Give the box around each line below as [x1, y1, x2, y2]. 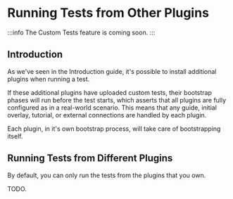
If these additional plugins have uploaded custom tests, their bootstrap [7, 88, 213, 96]
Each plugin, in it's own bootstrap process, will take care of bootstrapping [7, 124, 221, 133]
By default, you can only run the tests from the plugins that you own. [7, 171, 206, 179]
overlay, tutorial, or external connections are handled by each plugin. [7, 110, 207, 119]
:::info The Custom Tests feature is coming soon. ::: [7, 28, 156, 37]
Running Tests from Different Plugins [7, 153, 173, 165]
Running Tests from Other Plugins [7, 5, 210, 21]
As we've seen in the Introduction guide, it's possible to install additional [7, 67, 217, 75]
